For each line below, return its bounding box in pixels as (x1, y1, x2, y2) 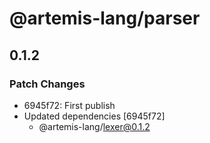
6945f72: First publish (23, 99, 116, 111)
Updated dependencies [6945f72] (23, 110, 166, 122)
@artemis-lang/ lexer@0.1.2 (38, 120, 151, 132)
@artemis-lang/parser (9, 7, 201, 30)
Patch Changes (9, 77, 86, 91)
